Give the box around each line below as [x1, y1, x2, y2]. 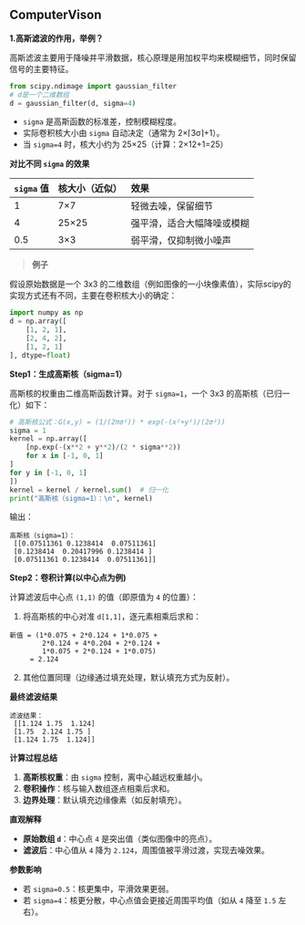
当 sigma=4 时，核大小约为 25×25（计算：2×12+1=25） [22, 139, 229, 150]
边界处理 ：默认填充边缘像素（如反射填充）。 [22, 795, 187, 805]
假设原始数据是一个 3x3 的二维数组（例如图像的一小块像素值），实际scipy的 [9, 278, 291, 290]
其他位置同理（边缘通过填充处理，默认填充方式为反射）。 [22, 672, 235, 683]
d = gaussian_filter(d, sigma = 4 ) [9, 99, 137, 108]
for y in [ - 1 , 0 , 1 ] [9, 468, 88, 477]
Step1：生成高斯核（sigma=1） [9, 369, 127, 379]
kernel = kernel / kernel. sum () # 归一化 [9, 485, 169, 494]
